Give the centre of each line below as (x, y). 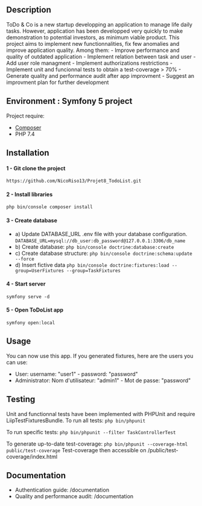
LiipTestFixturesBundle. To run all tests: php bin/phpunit (76, 420)
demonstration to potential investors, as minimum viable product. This (93, 37)
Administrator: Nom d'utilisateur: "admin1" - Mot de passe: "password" (103, 380)
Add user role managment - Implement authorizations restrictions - (90, 63)
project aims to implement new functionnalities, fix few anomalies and (93, 43)
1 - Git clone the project (36, 168)
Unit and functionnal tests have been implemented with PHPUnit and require (101, 414)
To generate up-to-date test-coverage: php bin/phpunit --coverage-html (97, 444)
